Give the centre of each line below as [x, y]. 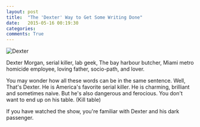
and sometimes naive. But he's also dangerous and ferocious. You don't [95, 93]
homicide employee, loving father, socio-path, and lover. [76, 69]
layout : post [22, 12]
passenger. [20, 118]
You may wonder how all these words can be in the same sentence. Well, [96, 81]
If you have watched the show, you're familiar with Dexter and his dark [93, 111]
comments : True [25, 34]
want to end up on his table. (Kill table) [54, 100]
